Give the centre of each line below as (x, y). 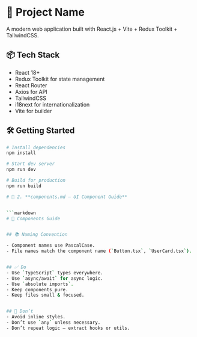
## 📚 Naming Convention (37, 235)
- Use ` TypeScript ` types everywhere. (55, 273)
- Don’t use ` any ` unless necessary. (53, 323)
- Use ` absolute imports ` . (40, 284)
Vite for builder (33, 111)
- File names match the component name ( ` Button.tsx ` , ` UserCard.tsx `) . (99, 251)
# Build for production (36, 181)
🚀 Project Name (46, 12)
